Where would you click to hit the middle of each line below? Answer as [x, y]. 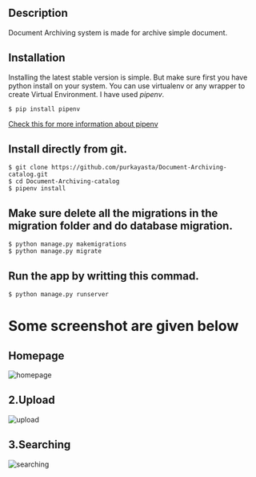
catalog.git [28, 175]
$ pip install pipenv [44, 109]
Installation [37, 58]
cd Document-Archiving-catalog [68, 181]
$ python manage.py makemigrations [68, 244]
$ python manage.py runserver [59, 295]
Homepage [36, 355]
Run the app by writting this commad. [104, 276]
